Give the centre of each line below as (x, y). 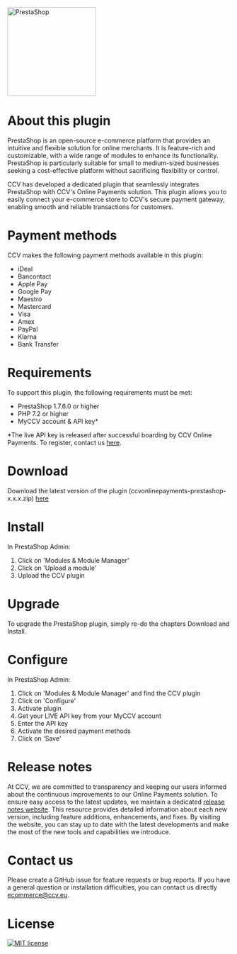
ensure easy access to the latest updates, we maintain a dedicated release (116, 802)
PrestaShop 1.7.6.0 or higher (58, 406)
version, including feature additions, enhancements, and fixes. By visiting (114, 816)
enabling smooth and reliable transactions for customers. (91, 207)
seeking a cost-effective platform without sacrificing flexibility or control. (113, 170)
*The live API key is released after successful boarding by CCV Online (110, 434)
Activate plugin (40, 708)
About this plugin (59, 121)
